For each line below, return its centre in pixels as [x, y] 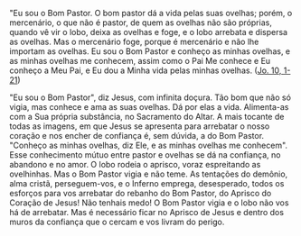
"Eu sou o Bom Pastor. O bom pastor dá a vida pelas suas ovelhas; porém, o [151, 13]
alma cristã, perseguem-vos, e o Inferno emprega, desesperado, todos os [147, 183]
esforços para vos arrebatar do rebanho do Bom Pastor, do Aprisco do [141, 193]
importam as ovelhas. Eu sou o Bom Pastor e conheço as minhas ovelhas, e [150, 51]
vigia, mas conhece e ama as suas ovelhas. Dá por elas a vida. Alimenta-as [149, 107]
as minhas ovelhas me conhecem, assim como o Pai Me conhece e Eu [140, 61]
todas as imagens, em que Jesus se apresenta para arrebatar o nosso [140, 126]
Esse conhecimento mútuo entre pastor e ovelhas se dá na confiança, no [145, 155]
